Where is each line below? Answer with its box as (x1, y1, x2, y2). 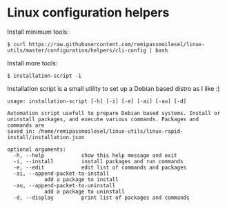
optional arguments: (7, 146, 67, 153)
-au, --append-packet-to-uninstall (13, 182, 116, 189)
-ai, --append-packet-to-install (13, 170, 110, 177)
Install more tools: (7, 59, 58, 67)
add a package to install (43, 176, 119, 183)
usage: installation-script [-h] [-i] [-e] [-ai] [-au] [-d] (7, 98, 187, 105)
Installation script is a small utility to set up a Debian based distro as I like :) (7, 84, 220, 92)
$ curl (7, 41, 26, 48)
